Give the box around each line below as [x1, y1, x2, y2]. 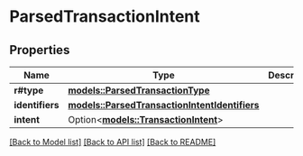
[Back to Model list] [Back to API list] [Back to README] [9, 137, 216, 147]
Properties [9, 42, 70, 58]
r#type [14, 84, 44, 96]
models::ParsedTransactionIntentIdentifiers [67, 99, 260, 111]
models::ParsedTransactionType [67, 84, 210, 96]
